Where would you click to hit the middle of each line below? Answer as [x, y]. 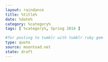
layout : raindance [25, 10]
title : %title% [21, 15]
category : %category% [28, 24]
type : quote [18, 43]
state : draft [19, 52]
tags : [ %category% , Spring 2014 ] [43, 29]
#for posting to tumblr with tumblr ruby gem [54, 38]
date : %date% [19, 19]
